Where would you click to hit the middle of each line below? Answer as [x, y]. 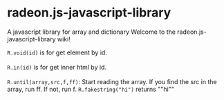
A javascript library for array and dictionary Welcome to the [92, 32]
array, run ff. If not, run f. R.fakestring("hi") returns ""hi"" [91, 89]
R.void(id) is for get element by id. [57, 52]
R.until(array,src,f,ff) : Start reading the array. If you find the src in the [112, 81]
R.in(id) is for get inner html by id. [57, 67]
